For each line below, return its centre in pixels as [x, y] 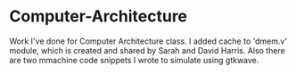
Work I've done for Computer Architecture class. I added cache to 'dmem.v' [148, 41]
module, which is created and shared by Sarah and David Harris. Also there [147, 50]
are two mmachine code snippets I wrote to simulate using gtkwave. [134, 60]
